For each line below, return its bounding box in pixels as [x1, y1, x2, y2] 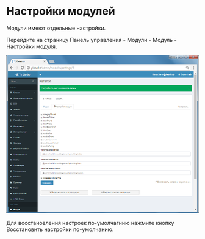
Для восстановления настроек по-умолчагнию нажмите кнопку [6, 219, 174, 226]
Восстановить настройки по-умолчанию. [6, 226, 114, 233]
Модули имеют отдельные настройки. [6, 24, 106, 32]
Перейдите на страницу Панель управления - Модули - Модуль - [6, 36, 177, 43]
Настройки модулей [6, 4, 115, 18]
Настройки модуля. [6, 43, 57, 50]
